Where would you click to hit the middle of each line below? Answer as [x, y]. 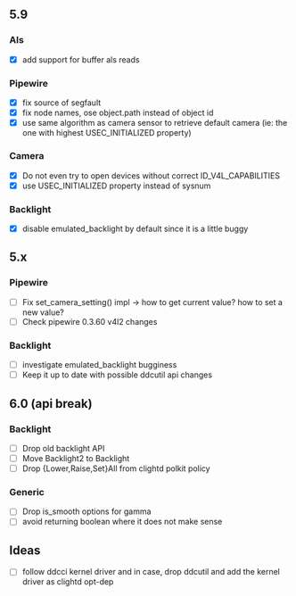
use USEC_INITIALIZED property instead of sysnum [116, 186]
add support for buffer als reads [81, 59]
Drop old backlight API [63, 448]
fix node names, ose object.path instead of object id [118, 113]
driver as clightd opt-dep [68, 582]
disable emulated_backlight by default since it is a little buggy [135, 228]
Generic [27, 493]
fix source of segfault [62, 103]
